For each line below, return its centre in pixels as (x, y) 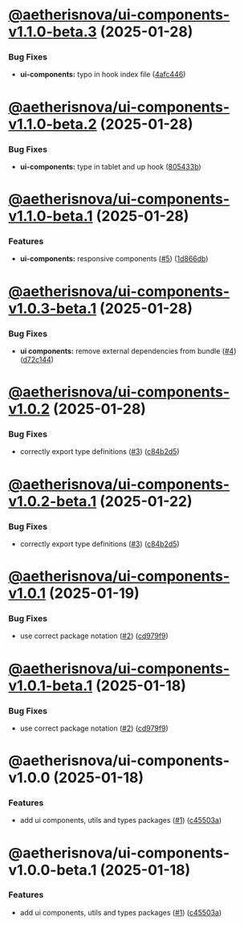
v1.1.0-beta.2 (53, 124)
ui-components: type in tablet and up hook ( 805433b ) (111, 166)
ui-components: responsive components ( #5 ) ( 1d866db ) (114, 259)
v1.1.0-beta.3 (53, 32)
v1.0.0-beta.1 (53, 870)
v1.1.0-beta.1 (51, 217)
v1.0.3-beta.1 (53, 308)
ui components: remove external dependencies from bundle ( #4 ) (128, 350)
